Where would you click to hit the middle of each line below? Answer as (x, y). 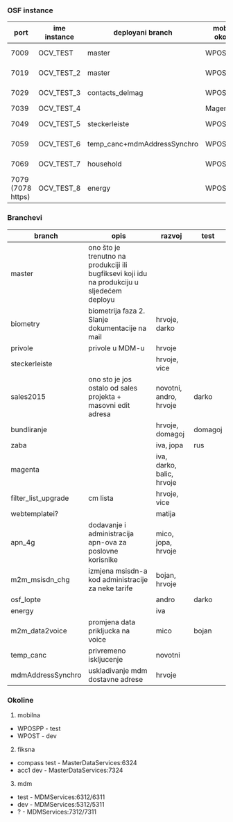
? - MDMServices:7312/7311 (57, 812)
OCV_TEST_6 (59, 144)
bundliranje (29, 429)
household (105, 164)
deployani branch (143, 33)
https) (20, 197)
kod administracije (118, 579)
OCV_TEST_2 (59, 73)
